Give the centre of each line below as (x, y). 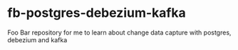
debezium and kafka (37, 39)
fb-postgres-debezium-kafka (97, 13)
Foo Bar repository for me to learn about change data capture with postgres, (119, 32)
